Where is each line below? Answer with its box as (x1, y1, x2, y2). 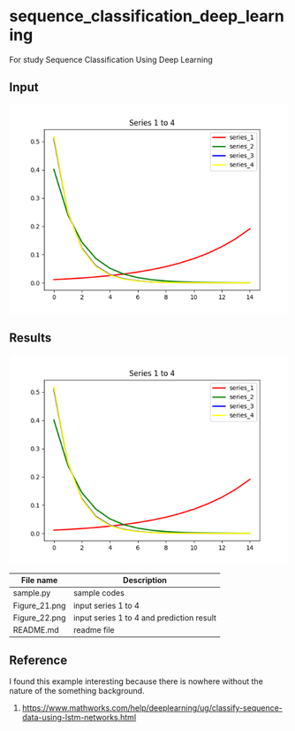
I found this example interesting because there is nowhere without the (9, 676, 263, 687)
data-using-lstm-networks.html (21, 712, 137, 723)
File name (20, 575, 58, 586)
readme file (73, 625, 115, 635)
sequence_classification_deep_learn (9, 6, 284, 27)
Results (9, 330, 52, 346)
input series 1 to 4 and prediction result (73, 612, 216, 623)
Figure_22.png (12, 612, 66, 623)
